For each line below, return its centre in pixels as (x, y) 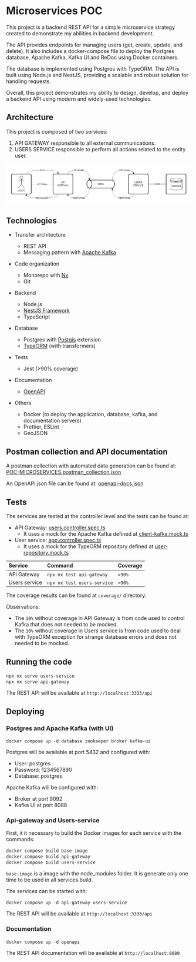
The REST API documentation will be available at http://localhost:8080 (93, 953)
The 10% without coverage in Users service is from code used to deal (97, 631)
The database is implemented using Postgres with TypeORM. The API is (93, 68)
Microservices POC (54, 11)
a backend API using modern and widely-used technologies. (79, 99)
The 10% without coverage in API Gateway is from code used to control (99, 618)
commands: (21, 840)
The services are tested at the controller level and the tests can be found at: (98, 516)
